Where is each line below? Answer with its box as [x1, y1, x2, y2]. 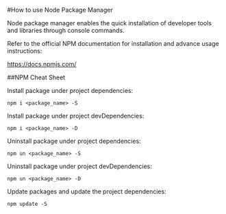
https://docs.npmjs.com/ [7, 60, 77, 68]
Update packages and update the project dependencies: [7, 187, 166, 196]
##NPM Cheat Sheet [7, 73, 66, 81]
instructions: [7, 47, 42, 55]
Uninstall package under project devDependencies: [7, 162, 152, 170]
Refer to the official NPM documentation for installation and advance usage [7, 40, 219, 47]
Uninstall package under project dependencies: [7, 137, 142, 145]
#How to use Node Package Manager [7, 6, 113, 14]
